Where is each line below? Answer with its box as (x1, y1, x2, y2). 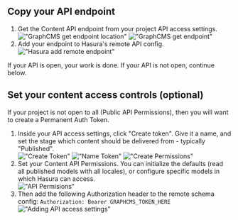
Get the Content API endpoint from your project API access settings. (17, 24, 218, 33)
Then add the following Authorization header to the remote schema (17, 189, 215, 198)
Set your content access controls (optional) (7, 89, 204, 101)
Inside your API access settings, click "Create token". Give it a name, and (17, 129, 232, 138)
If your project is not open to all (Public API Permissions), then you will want (7, 108, 229, 116)
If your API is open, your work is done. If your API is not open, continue (7, 60, 215, 70)
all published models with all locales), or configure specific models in (17, 167, 220, 175)
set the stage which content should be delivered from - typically (17, 136, 206, 145)
